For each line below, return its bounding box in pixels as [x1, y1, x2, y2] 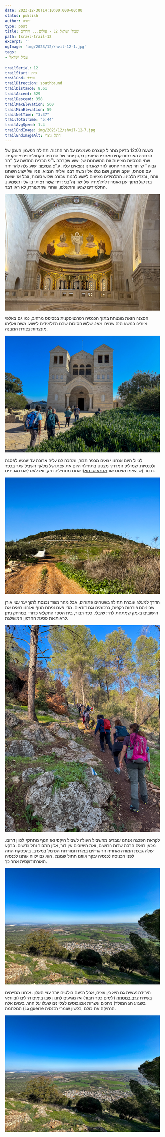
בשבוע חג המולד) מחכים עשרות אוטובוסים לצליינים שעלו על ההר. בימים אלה [5, 1000, 146, 1006]
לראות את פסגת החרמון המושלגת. [5, 615, 69, 621]
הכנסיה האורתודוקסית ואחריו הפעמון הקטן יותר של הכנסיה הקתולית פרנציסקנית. [5, 152, 153, 158]
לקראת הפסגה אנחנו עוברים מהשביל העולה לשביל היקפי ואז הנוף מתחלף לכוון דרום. [5, 837, 160, 843]
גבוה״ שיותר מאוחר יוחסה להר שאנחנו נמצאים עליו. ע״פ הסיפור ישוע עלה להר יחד [5, 163, 156, 169]
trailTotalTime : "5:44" [5, 118, 54, 122]
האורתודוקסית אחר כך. [5, 858, 47, 864]
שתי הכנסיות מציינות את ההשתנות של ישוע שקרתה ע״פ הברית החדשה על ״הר [5, 157, 151, 163]
